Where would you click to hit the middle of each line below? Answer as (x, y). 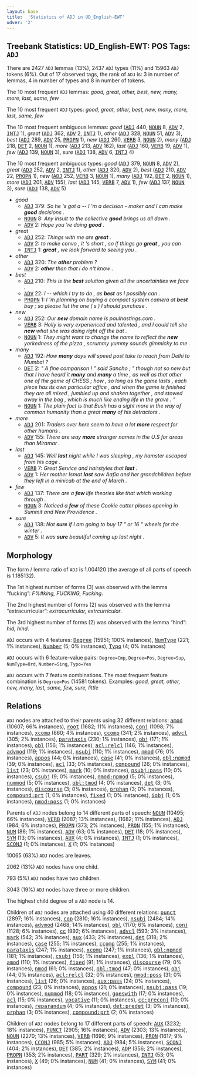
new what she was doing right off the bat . (76, 331)
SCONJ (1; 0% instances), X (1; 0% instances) (61, 844)
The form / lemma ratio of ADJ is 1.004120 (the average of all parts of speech (99, 569)
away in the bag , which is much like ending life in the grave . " (100, 399)
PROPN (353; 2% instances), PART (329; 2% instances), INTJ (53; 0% (91, 1054)
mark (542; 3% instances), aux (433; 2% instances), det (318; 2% (87, 937)
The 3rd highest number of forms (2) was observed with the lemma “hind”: (97, 622)
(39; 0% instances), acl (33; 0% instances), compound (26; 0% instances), (98, 764)
